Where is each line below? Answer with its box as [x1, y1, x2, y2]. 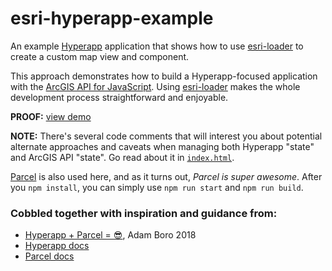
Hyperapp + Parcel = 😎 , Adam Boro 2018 [24, 229, 197, 241]
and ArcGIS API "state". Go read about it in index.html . [10, 151, 235, 163]
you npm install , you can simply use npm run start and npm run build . [10, 181, 304, 193]
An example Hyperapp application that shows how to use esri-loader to [10, 40, 304, 52]
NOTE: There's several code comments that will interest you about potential [10, 130, 323, 142]
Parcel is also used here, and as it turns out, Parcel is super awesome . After [10, 170, 323, 182]
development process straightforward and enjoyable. [10, 91, 229, 103]
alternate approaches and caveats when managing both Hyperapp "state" [10, 140, 315, 152]
